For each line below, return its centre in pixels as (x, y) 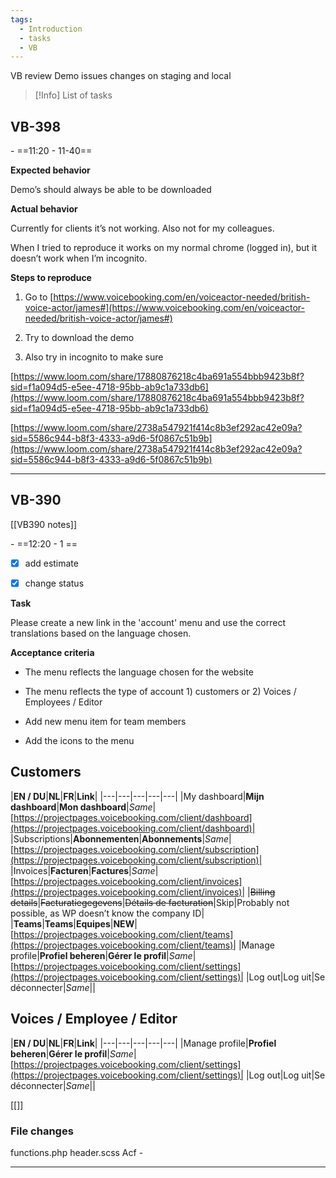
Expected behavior (50, 170)
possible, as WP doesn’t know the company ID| (107, 913)
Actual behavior (44, 209)
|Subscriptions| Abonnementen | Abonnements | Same (119, 838)
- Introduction (51, 29)
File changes (42, 1131)
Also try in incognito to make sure (94, 357)
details (24, 902)
